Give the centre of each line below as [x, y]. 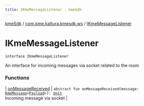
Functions [17, 78]
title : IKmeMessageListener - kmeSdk [43, 10]
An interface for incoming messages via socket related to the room [72, 65]
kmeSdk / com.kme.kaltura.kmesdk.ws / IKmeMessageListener [68, 23]
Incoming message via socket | [36, 98]
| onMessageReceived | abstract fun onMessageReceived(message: [72, 88]
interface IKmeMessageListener [37, 56]
